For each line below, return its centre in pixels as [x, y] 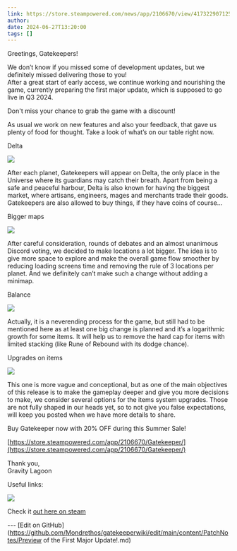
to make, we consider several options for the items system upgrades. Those [117, 400]
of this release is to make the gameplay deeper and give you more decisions [118, 392]
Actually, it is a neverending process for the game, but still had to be [106, 321]
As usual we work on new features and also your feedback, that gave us [112, 125]
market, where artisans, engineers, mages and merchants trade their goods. [118, 196]
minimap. [21, 281]
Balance [19, 295]
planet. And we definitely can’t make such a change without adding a [108, 273]
